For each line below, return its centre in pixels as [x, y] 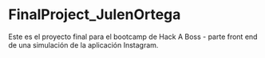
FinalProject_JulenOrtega [95, 15]
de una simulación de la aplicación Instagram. [83, 44]
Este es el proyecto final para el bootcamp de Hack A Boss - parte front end [133, 37]
